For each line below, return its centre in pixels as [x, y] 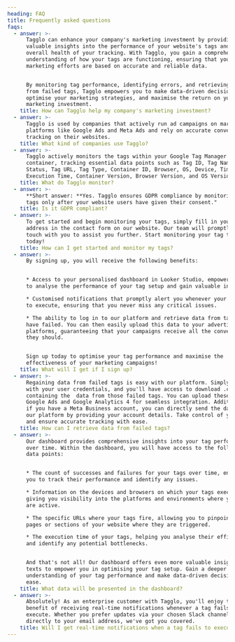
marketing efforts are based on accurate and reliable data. [117, 66]
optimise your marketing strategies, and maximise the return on [123, 98]
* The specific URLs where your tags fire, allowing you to [115, 518]
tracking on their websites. [68, 137]
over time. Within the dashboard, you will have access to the [120, 448]
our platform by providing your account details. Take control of [124, 415]
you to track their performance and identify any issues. [112, 480]
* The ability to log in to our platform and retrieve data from [123, 318]
